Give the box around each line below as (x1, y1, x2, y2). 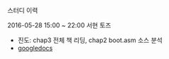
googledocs (17, 44, 53, 52)
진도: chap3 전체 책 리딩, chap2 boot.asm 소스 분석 (17, 36, 163, 44)
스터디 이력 (7, 6, 38, 14)
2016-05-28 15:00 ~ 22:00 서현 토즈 (7, 21, 111, 29)
